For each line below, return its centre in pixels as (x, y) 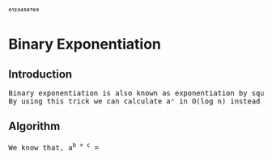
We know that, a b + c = (54, 146)
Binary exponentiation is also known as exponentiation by (128, 93)
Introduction (40, 74)
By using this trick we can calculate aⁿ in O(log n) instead (134, 101)
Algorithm (34, 126)
